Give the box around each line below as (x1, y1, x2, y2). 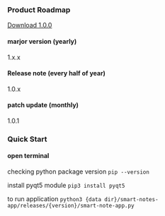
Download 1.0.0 (7, 21, 52, 30)
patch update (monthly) (7, 101, 79, 109)
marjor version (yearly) (7, 37, 77, 45)
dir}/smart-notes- (104, 196, 159, 203)
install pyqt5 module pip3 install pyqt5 (7, 181, 125, 190)
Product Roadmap (7, 5, 71, 15)
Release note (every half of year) (7, 69, 106, 78)
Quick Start (7, 134, 47, 144)
